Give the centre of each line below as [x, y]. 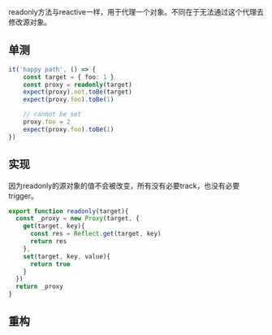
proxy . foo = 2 [47, 122]
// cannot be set [52, 115]
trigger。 [23, 196]
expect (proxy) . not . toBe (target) [78, 92]
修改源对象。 [30, 22]
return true [50, 264]
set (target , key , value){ [67, 256]
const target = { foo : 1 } [69, 77]
